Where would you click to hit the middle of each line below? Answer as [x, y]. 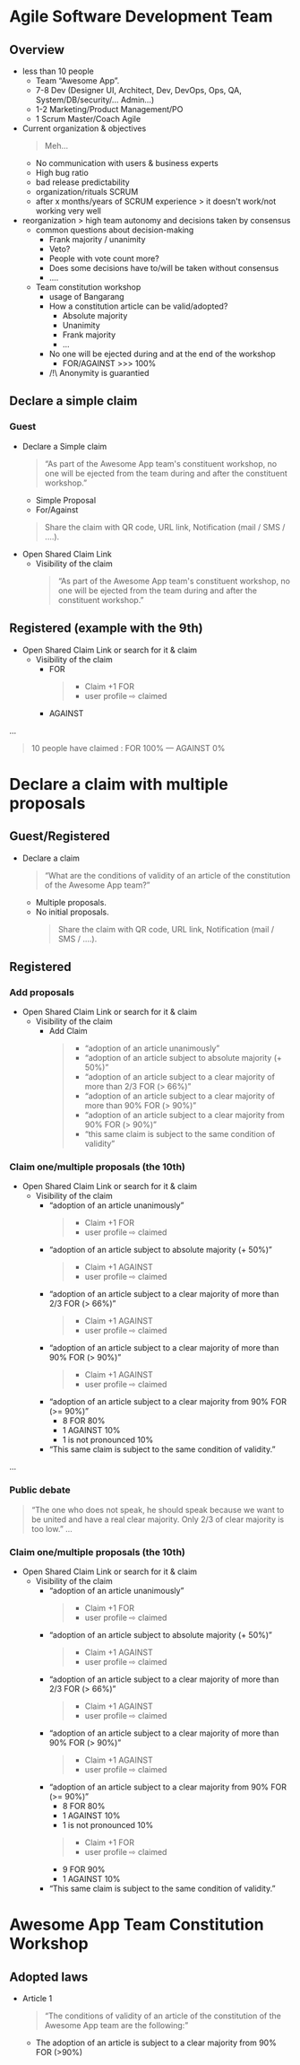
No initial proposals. [72, 912]
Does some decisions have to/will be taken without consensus [164, 268]
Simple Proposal [66, 500]
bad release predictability [82, 182]
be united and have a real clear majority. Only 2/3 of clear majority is [158, 1519]
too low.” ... [52, 1528]
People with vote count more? [104, 258]
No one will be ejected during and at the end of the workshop [162, 354]
